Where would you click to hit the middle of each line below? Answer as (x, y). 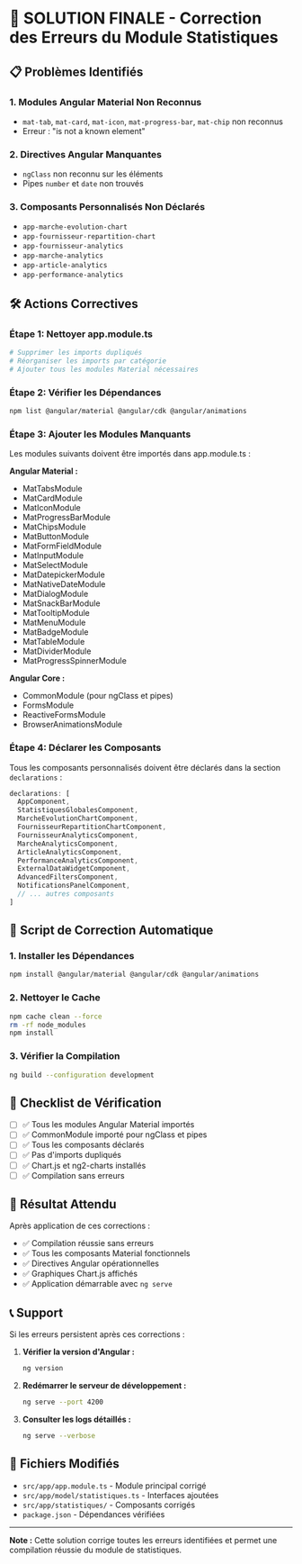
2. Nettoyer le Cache (55, 998)
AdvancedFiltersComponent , (68, 877)
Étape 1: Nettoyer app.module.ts (81, 334)
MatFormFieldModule (62, 546)
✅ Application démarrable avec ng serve (97, 1284)
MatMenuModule (54, 623)
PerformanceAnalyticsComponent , (78, 860)
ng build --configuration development (82, 1075)
